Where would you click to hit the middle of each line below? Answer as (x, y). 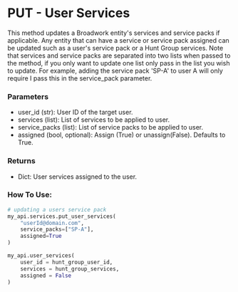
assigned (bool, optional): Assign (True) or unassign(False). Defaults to (121, 135)
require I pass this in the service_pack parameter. (80, 78)
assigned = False (46, 276)
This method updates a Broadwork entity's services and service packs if (114, 33)
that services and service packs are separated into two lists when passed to (119, 56)
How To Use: (30, 195)
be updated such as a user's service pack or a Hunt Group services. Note (115, 48)
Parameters (28, 96)
